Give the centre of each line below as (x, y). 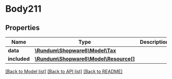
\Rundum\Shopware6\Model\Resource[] (85, 59)
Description (154, 42)
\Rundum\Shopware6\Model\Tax (75, 50)
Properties (23, 28)
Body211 (24, 9)
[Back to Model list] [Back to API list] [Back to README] (64, 71)
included (19, 59)
